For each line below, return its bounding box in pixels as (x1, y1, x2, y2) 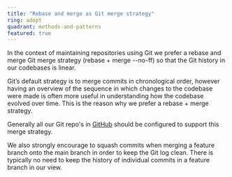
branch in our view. (7, 163, 63, 171)
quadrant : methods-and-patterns (7, 23, 101, 30)
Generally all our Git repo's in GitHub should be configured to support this (7, 120, 219, 129)
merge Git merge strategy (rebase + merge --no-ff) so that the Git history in (7, 56, 226, 65)
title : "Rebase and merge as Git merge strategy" (7, 10, 155, 17)
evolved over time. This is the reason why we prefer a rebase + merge (7, 99, 209, 108)
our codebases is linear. (7, 63, 76, 72)
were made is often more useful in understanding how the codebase (7, 92, 204, 100)
